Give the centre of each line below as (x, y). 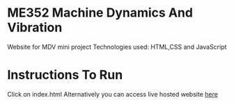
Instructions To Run (65, 75)
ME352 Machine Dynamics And (100, 13)
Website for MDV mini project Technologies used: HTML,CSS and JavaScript (117, 47)
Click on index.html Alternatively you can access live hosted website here (112, 94)
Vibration (35, 27)
